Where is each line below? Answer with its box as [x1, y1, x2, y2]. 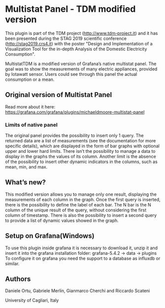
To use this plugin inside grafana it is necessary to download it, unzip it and [5, 245, 158, 251]
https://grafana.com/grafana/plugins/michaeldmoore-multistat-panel [5, 109, 145, 115]
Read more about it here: [5, 103, 56, 109]
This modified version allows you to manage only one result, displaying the [5, 191, 157, 197]
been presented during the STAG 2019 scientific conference [5, 35, 127, 41]
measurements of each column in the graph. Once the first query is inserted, [5, 196, 161, 203]
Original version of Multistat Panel [5, 91, 112, 99]
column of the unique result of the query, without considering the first [5, 207, 147, 213]
